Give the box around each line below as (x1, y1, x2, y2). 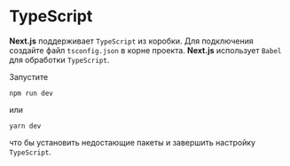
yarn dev (9, 122, 42, 130)
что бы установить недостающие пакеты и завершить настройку (9, 137, 255, 147)
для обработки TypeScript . (9, 54, 110, 65)
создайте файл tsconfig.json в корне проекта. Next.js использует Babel (9, 44, 282, 55)
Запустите (9, 71, 49, 82)
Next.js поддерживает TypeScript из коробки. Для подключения (9, 36, 255, 46)
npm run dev (9, 89, 53, 98)
